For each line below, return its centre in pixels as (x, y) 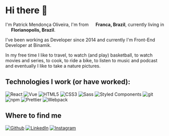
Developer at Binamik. (28, 45)
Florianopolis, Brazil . (33, 30)
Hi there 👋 (26, 10)
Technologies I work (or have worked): (68, 82)
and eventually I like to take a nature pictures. (53, 66)
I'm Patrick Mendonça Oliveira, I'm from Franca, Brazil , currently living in (85, 24)
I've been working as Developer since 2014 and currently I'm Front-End (80, 40)
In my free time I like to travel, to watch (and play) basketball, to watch (79, 55)
